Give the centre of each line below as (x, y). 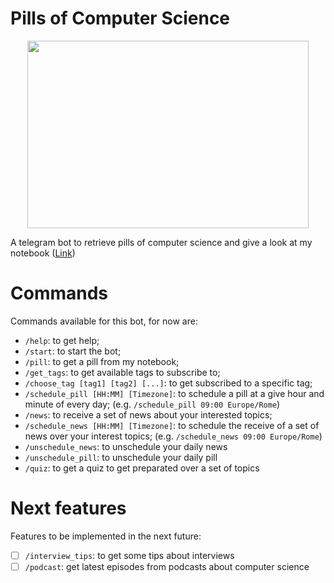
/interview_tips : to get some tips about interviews (129, 555)
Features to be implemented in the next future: (106, 536)
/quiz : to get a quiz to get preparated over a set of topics (142, 468)
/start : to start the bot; (73, 351)
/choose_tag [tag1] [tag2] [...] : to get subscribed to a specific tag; (168, 383)
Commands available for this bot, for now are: (104, 321)
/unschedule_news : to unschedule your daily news (126, 446)
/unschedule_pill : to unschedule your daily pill (121, 457)
